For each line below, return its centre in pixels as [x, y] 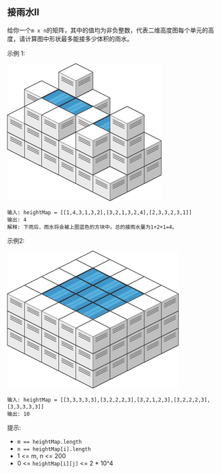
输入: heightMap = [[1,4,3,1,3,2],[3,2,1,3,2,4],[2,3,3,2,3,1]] [100, 212]
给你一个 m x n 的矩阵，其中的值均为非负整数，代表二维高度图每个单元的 [108, 30]
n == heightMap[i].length [54, 449]
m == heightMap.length [49, 442]
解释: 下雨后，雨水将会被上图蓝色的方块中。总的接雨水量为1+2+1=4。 [92, 227]
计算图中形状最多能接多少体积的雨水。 [79, 38]
